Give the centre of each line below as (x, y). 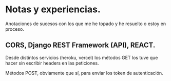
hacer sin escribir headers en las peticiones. (52, 63)
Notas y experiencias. (53, 9)
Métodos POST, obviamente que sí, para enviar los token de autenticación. (84, 73)
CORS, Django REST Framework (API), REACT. (80, 45)
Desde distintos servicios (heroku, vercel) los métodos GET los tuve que (82, 57)
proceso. (15, 29)
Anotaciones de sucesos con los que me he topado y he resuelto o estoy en (85, 24)
